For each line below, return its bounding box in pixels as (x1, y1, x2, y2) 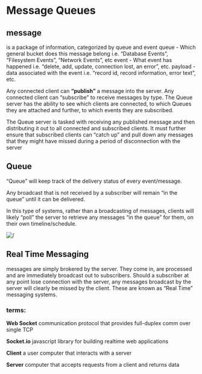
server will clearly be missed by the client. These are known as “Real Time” (6, 284, 193, 291)
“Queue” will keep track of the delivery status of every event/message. (6, 177, 182, 185)
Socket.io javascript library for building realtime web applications (6, 337, 169, 344)
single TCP (6, 326, 33, 333)
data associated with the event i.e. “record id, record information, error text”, (6, 69, 196, 76)
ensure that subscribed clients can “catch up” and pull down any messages (6, 131, 194, 138)
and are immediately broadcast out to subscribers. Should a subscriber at (6, 271, 189, 279)
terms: (6, 306, 26, 314)
